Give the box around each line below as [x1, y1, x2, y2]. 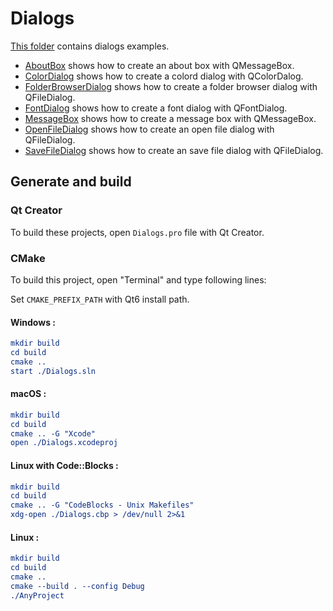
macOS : [10, 388, 47, 400]
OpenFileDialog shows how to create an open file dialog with [24, 123, 275, 135]
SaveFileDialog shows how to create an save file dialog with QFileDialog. [24, 144, 324, 156]
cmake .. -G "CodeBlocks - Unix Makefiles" [10, 500, 195, 511]
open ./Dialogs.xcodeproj [10, 438, 118, 448]
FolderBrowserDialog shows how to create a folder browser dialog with [24, 80, 318, 92]
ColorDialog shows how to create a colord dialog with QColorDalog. [24, 70, 304, 82]
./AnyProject [10, 590, 65, 601]
